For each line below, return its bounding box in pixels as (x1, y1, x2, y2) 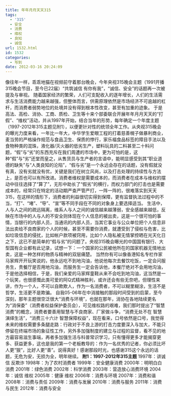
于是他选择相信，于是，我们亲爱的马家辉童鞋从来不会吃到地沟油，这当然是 (5, 270, 161, 277)
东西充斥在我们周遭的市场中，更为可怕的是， (40, 149, 134, 156)
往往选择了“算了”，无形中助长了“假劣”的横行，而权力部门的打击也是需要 (14, 181, 165, 187)
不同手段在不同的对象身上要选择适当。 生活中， (65, 200, 165, 207)
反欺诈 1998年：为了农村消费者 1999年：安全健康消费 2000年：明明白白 (11, 360, 162, 366)
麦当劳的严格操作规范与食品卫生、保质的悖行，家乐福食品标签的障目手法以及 (5, 136, 166, 143)
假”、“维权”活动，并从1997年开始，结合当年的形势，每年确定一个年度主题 (5, 117, 159, 123)
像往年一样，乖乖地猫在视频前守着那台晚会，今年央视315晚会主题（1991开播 (5, 79, 164, 85)
